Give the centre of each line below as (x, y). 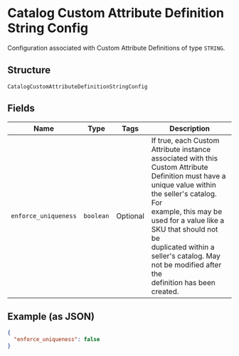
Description (190, 128)
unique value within (184, 185)
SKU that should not (185, 229)
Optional (130, 216)
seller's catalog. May (186, 256)
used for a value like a (188, 220)
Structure (29, 70)
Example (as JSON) (51, 317)
